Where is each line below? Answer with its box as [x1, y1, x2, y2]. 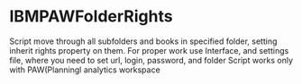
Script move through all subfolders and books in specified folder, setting [9, 36, 278, 46]
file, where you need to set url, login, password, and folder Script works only [9, 55, 294, 65]
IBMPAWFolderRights [9, 6, 173, 27]
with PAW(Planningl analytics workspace [9, 64, 160, 75]
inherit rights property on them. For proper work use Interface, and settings [9, 45, 289, 55]
